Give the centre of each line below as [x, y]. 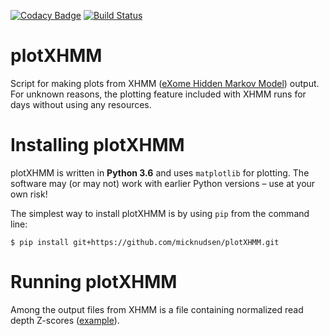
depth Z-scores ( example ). [65, 320]
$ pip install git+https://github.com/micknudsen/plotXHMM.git [145, 242]
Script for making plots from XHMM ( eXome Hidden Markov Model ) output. [165, 83]
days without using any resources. [81, 104]
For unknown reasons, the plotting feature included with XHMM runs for [158, 94]
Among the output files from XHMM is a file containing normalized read [157, 309]
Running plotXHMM [94, 282]
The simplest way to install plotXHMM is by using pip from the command [160, 213]
